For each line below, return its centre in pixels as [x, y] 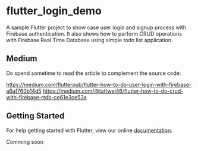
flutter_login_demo [54, 11]
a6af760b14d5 [24, 91]
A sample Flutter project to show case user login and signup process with [96, 27]
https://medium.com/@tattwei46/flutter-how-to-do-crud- [113, 91]
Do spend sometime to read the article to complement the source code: [94, 73]
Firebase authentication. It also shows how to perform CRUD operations [94, 33]
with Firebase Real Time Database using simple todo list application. [90, 40]
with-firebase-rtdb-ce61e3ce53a [47, 97]
